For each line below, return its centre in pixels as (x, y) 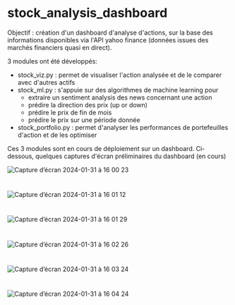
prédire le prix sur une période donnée (84, 120)
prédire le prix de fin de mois (70, 112)
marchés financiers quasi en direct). (60, 47)
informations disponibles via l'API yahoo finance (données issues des (108, 40)
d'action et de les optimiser (57, 135)
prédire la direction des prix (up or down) (88, 104)
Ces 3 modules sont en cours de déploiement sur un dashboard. (101, 148)
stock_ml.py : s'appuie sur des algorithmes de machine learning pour (118, 90)
